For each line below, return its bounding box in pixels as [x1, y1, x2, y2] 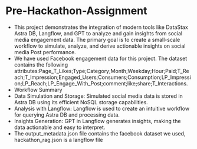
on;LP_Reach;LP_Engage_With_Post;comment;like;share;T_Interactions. [14, 80, 188, 87]
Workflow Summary [14, 86, 63, 93]
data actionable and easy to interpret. [14, 124, 106, 131]
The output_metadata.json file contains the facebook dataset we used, [14, 130, 186, 137]
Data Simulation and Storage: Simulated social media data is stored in [14, 92, 183, 100]
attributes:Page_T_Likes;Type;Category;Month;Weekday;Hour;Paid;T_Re [14, 67, 189, 74]
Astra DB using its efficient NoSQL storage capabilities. [14, 98, 148, 105]
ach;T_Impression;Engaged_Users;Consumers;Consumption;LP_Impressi [14, 74, 191, 81]
